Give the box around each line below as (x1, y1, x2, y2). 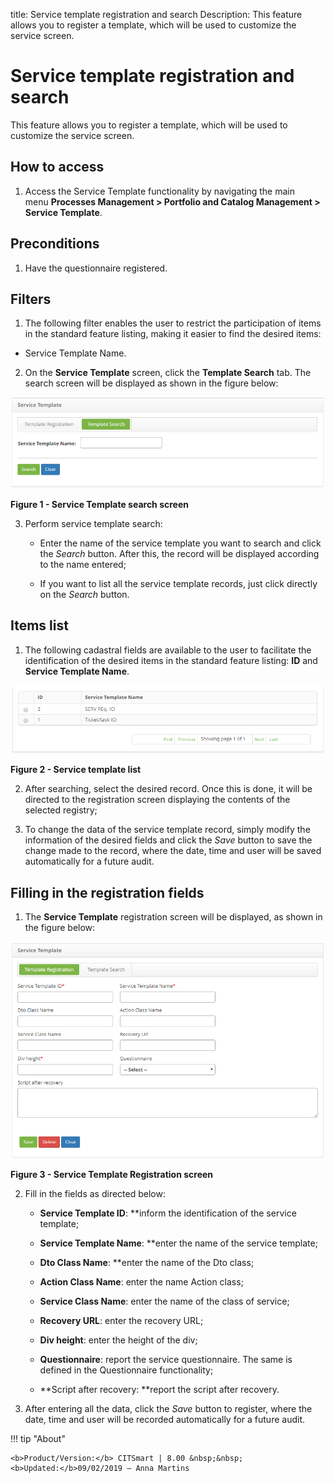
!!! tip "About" (10, 1433, 66, 1445)
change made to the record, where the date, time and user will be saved (24, 845, 322, 857)
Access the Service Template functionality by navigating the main (24, 185, 295, 197)
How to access (10, 159, 105, 176)
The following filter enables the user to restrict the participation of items (24, 317, 322, 329)
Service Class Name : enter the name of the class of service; (39, 1295, 290, 1308)
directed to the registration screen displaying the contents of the (24, 794, 291, 806)
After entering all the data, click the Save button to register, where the (24, 1403, 313, 1415)
